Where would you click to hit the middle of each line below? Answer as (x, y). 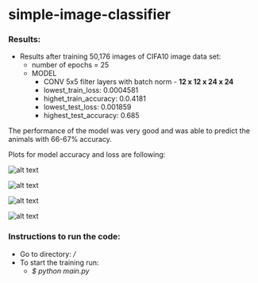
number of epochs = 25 (70, 65)
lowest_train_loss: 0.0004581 (91, 90)
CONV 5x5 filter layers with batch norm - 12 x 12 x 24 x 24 (139, 82)
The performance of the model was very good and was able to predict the (129, 131)
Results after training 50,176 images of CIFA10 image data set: (120, 56)
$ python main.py (60, 270)
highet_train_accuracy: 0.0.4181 (95, 99)
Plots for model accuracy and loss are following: (87, 155)
